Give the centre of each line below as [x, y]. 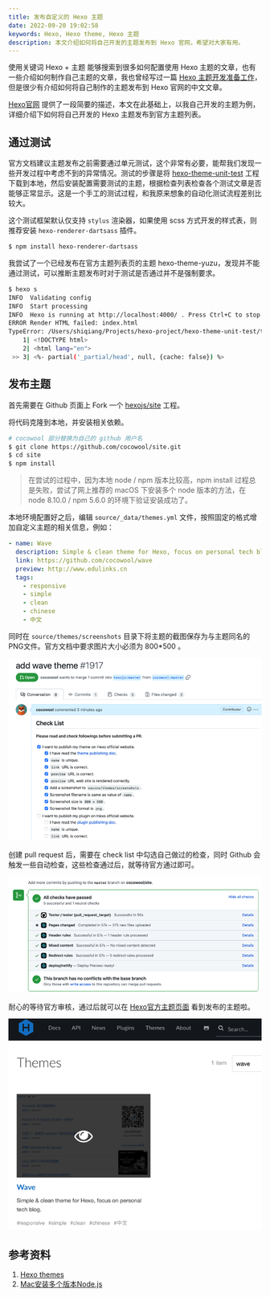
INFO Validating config [50, 297]
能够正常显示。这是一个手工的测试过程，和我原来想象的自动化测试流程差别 [131, 194]
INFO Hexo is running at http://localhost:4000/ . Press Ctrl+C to [125, 315]
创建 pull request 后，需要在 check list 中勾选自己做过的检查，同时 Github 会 [135, 854]
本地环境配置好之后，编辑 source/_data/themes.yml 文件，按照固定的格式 [129, 518]
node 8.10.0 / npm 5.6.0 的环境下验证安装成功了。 [110, 500]
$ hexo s [23, 289]
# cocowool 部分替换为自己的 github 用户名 [76, 438]
